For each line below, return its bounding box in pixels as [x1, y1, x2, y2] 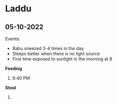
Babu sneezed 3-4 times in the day [12, 46, 84, 51]
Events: [5, 36, 21, 42]
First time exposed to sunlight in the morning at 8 [12, 56, 113, 62]
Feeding [5, 65, 22, 71]
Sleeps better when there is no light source [12, 51, 100, 56]
